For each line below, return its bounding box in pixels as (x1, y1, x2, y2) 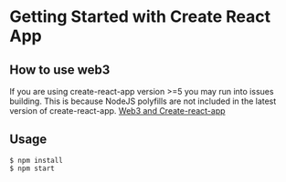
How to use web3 (9, 62, 111, 77)
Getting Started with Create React (9, 6, 271, 27)
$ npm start (9, 164, 55, 173)
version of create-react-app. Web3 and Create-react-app (9, 106, 226, 116)
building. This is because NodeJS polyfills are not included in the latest (9, 96, 277, 106)
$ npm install (9, 156, 64, 165)
